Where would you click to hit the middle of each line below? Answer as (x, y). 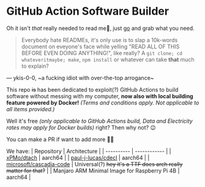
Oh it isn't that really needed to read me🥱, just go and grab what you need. (100, 28)
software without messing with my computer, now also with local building (100, 96)
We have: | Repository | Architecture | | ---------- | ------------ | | (89, 151)
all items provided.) (31, 109)
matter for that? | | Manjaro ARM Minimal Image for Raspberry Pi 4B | (93, 170)
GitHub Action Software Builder (88, 11)
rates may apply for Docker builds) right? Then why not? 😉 (81, 127)
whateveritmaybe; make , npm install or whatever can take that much (108, 59)
